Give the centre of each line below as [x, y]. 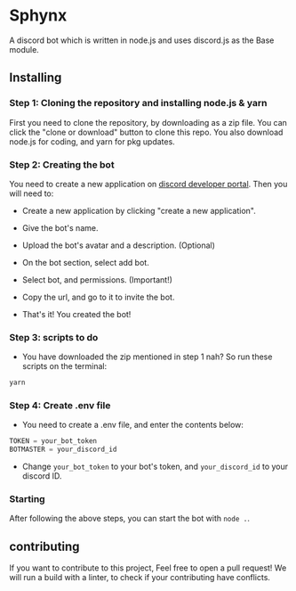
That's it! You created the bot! [76, 314]
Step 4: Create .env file [60, 406]
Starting [28, 499]
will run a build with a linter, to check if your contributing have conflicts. [140, 578]
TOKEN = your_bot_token [53, 441]
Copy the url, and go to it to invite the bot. [98, 297]
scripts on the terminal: [64, 366]
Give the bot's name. [60, 227]
